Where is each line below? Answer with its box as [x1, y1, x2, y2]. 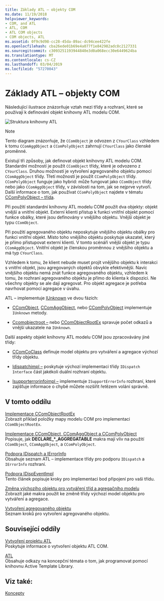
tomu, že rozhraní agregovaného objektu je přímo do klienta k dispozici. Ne [5, 275, 157, 281]
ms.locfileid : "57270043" [5, 67, 58, 72]
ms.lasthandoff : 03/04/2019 [5, 62, 63, 67]
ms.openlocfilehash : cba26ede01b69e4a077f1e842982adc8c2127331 [5, 44, 137, 49]
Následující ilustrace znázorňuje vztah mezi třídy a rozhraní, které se [5, 104, 143, 110]
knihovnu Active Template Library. [5, 563, 74, 569]
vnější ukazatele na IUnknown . [12, 324, 71, 330]
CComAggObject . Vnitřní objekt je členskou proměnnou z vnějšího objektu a [5, 244, 153, 251]
